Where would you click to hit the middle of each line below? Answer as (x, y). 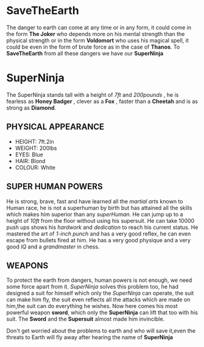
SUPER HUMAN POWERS (55, 187)
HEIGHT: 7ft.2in (35, 141)
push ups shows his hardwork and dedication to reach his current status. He (102, 227)
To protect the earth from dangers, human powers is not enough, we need (99, 280)
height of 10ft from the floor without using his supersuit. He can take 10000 (100, 220)
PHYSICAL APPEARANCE (55, 127)
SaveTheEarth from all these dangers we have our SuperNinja (85, 53)
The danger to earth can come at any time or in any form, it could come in (99, 27)
